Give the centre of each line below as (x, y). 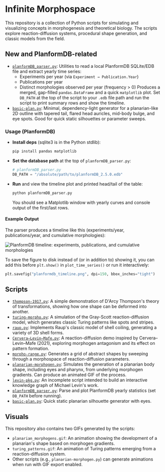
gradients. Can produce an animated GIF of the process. (69, 375)
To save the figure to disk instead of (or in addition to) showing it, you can (80, 260)
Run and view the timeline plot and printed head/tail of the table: (77, 184)
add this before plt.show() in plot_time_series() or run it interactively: (77, 265)
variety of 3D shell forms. (38, 333)
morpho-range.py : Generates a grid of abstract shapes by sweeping (80, 354)
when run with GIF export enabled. (47, 465)
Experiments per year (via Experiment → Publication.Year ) (79, 76)
